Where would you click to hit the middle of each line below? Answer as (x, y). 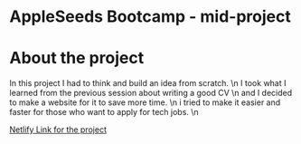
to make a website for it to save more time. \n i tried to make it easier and (145, 102)
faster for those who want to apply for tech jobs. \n (104, 112)
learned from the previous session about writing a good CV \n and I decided (151, 93)
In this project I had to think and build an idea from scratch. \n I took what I (148, 83)
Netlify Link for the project (58, 130)
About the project (77, 58)
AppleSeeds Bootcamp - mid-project (150, 17)
